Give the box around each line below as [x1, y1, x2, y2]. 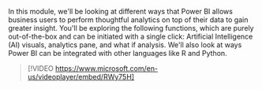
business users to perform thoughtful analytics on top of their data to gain [8, 15, 249, 24]
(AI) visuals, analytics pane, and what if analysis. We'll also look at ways [8, 40, 242, 50]
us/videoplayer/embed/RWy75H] [27, 72, 135, 81]
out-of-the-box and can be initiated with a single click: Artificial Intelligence [8, 32, 253, 41]
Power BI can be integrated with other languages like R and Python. [8, 49, 227, 57]
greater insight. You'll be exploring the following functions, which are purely [8, 24, 254, 32]
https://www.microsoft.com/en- [54, 64, 159, 73]
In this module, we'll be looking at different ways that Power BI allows [8, 7, 233, 16]
